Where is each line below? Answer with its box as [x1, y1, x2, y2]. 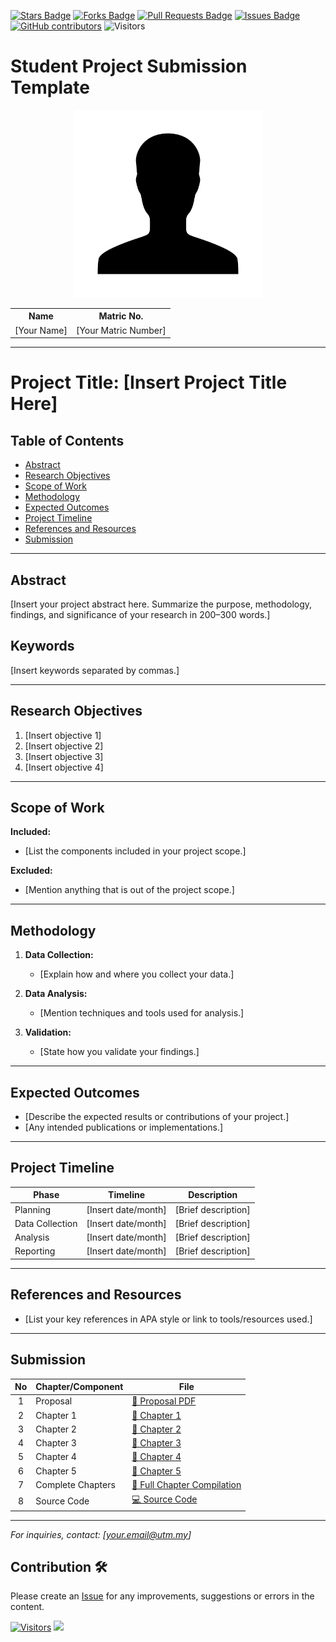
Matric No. [98, 310, 144, 322]
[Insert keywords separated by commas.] [10, 664, 180, 676]
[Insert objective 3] [24, 750, 104, 762]
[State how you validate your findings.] [39, 1046, 200, 1058]
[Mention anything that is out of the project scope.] [24, 884, 235, 896]
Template [10, 76, 90, 99]
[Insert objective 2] [24, 740, 104, 752]
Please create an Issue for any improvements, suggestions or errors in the [10, 1590, 315, 1602]
